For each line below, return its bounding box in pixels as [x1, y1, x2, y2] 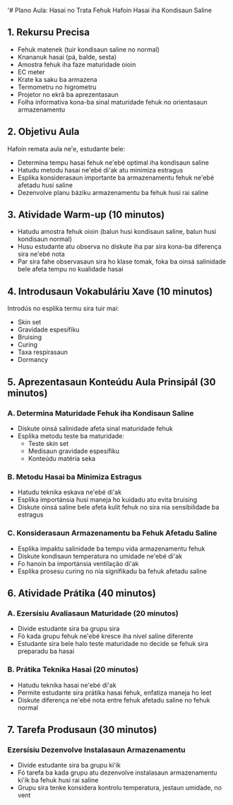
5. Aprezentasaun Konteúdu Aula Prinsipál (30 [7, 376, 216, 388]
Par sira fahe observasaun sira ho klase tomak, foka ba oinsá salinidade [17, 257, 227, 266]
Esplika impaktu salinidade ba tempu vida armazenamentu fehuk [17, 544, 205, 553]
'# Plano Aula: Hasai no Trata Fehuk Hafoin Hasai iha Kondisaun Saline [7, 6, 212, 14]
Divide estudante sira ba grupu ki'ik [17, 761, 121, 770]
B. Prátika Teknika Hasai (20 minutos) [7, 664, 139, 674]
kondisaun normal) [17, 235, 73, 243]
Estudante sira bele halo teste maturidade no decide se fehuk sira [17, 640, 208, 648]
